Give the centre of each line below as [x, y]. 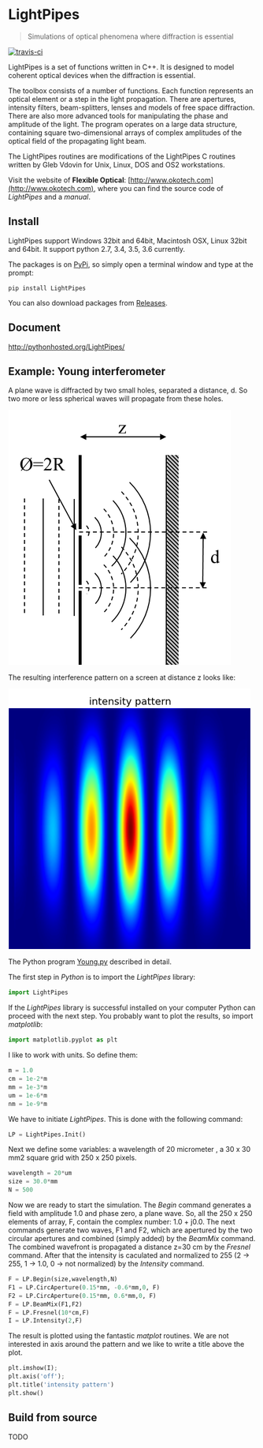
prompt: [21, 272]
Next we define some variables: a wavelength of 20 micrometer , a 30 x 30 [130, 1150]
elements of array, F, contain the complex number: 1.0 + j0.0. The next [122, 1222]
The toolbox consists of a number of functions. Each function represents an [131, 90]
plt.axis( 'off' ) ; [37, 1377]
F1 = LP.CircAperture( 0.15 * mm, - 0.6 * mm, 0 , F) [84, 1287]
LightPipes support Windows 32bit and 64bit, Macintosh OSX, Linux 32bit [128, 240]
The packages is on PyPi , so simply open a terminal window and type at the [131, 264]
